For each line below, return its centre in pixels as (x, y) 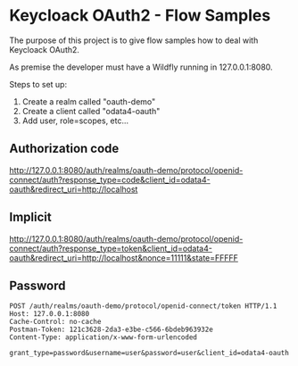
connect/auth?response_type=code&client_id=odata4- (110, 179)
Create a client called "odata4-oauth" (91, 111)
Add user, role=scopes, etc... (75, 121)
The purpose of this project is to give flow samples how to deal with (134, 40)
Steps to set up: (38, 84)
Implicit (30, 217)
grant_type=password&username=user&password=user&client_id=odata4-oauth (149, 354)
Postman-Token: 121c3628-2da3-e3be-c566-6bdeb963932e (112, 330)
